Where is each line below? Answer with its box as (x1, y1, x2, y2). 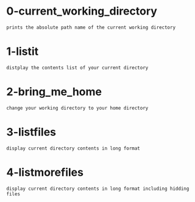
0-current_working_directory (6, 4, 157, 18)
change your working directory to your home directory (6, 105, 149, 111)
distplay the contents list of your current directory (6, 64, 149, 71)
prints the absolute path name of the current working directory (6, 24, 175, 30)
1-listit (6, 44, 39, 58)
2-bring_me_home (6, 85, 102, 99)
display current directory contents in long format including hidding (6, 186, 190, 192)
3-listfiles (6, 125, 57, 139)
